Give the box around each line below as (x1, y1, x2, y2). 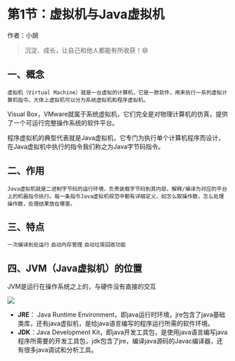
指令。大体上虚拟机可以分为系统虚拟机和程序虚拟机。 (17, 96, 149, 103)
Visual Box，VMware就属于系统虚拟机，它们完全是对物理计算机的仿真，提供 (7, 110, 229, 118)
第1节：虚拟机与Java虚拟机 (7, 6, 165, 23)
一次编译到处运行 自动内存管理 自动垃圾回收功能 (7, 241, 127, 248)
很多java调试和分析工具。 (23, 346, 98, 354)
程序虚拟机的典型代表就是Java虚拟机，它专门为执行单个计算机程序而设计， (7, 133, 225, 141)
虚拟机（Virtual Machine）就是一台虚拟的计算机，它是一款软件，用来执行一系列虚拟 (7, 89, 222, 96)
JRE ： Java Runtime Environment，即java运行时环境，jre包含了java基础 (17, 310, 226, 319)
